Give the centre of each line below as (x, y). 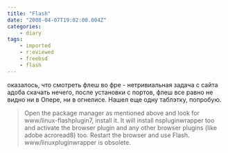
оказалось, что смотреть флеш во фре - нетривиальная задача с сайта (113, 84)
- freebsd (34, 59)
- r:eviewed (37, 53)
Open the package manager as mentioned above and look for (112, 113)
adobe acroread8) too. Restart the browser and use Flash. (107, 135)
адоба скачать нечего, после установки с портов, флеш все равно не (110, 92)
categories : (24, 26)
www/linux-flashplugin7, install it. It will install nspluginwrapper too (119, 120)
